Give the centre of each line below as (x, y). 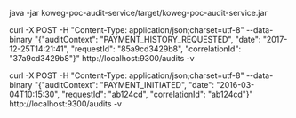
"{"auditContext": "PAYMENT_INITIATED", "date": (124, 85)
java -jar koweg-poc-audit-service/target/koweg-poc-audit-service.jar (139, 13)
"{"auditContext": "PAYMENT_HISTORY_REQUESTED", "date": (148, 39)
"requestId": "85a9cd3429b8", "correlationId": (156, 49)
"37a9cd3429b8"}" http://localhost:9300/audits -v (102, 58)
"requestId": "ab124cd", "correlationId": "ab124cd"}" (157, 94)
